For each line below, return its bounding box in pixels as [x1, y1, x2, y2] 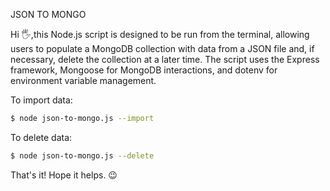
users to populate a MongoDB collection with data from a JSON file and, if [10, 43, 315, 54]
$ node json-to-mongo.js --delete [10, 150, 155, 161]
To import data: [10, 94, 73, 106]
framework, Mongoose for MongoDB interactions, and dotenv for [10, 64, 278, 76]
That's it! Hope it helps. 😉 [10, 169, 118, 181]
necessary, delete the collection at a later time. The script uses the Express [10, 54, 320, 65]
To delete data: [10, 131, 73, 143]
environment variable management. [10, 75, 157, 86]
